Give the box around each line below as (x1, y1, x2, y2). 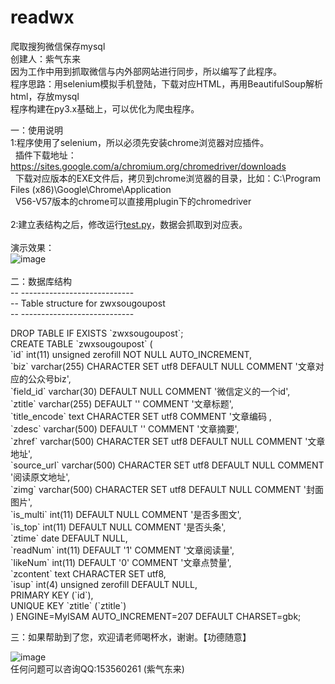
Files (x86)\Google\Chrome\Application (10, 183, 172, 195)
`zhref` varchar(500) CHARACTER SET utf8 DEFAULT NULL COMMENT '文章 (10, 435, 326, 447)
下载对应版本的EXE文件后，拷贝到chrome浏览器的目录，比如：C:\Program (14, 172, 322, 184)
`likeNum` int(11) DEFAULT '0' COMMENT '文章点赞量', (10, 556, 232, 568)
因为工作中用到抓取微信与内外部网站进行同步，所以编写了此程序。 (10, 65, 282, 77)
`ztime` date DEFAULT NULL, (10, 532, 128, 544)
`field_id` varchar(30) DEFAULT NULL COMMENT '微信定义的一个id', (10, 385, 291, 397)
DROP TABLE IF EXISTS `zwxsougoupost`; (10, 327, 184, 339)
